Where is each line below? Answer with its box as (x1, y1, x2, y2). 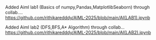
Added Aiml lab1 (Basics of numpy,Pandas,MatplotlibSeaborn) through (5, 4, 150, 10)
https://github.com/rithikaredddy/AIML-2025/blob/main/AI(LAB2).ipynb (5, 30, 151, 35)
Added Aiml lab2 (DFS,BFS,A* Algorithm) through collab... (5, 24, 125, 30)
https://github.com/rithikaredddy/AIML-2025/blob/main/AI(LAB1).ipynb (5, 15, 150, 20)
